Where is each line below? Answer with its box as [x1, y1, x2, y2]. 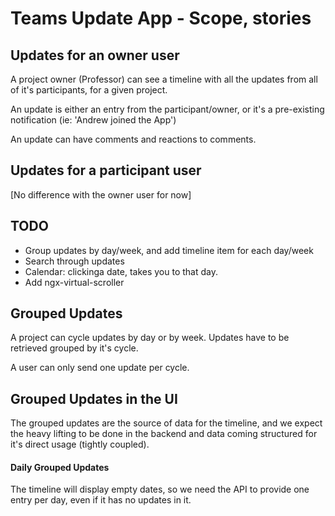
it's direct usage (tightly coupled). [10, 438, 150, 451]
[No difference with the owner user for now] [10, 188, 192, 201]
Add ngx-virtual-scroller [24, 276, 125, 288]
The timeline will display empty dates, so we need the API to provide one [10, 483, 310, 496]
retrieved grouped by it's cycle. [10, 342, 139, 354]
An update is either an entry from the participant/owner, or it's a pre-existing [10, 103, 325, 115]
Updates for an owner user [10, 47, 180, 64]
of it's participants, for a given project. [10, 84, 168, 96]
